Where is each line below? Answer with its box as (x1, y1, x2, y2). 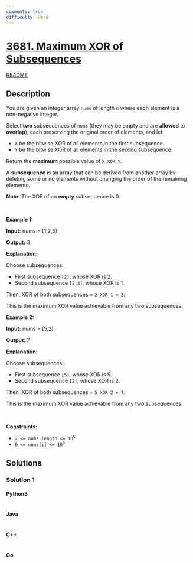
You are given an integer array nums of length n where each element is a (6, 105, 180, 112)
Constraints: (6, 423, 38, 430)
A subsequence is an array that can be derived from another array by (6, 169, 176, 176)
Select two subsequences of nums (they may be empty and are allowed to (6, 122, 185, 129)
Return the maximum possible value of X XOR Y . (6, 158, 122, 165)
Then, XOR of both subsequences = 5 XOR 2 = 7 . (6, 389, 126, 396)
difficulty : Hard (6, 14, 49, 20)
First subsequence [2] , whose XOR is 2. (14, 273, 112, 281)
